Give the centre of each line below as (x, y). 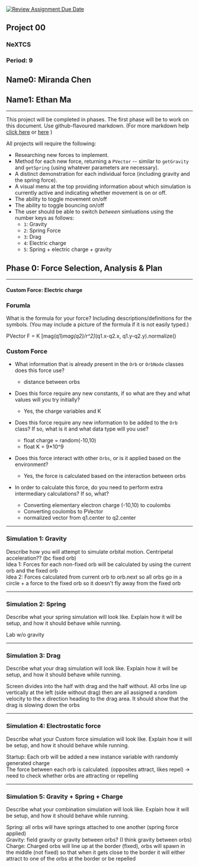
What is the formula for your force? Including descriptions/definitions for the (99, 318)
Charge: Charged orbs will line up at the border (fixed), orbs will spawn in (96, 846)
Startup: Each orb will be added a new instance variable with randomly (92, 757)
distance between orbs (52, 382)
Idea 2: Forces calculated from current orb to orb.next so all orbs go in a (94, 577)
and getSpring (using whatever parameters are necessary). (87, 168)
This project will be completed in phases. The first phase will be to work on (98, 120)
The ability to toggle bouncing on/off (60, 205)
